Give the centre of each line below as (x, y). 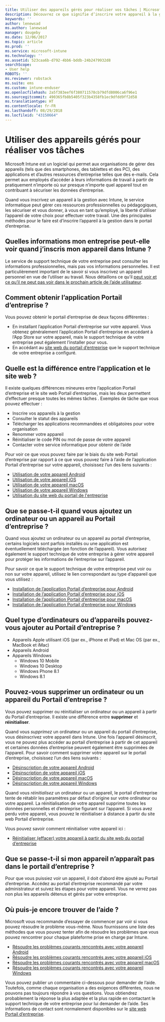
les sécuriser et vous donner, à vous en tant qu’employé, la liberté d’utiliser (81, 210)
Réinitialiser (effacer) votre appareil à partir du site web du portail (78, 838)
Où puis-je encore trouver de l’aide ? (62, 910)
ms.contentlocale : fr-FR (30, 106)
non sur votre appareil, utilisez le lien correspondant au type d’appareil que (81, 574)
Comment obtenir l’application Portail (64, 297)
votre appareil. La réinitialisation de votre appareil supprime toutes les (76, 803)
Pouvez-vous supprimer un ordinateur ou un (74, 692)
